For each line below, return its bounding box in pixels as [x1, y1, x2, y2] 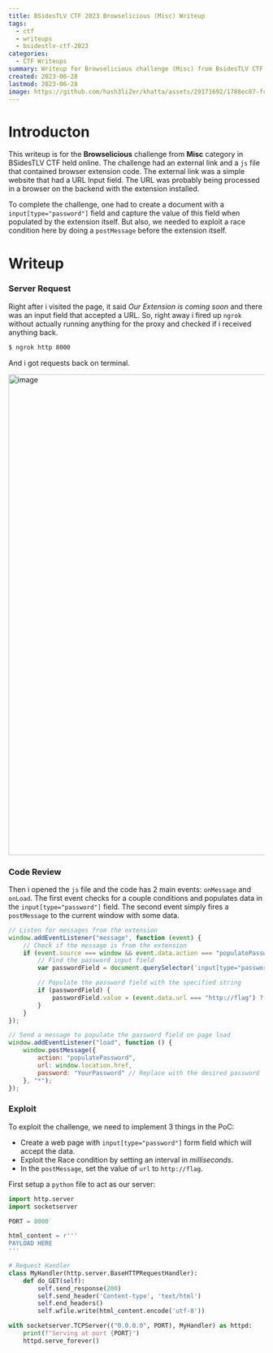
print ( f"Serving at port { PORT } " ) [23, 1329, 140, 1338]
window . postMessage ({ [23, 1046, 96, 1055]
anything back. [8, 327, 58, 337]
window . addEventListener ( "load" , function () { [8, 1038, 173, 1047]
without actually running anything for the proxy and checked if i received [8, 319, 252, 328]
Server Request [8, 283, 71, 294]
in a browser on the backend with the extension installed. [8, 184, 200, 194]
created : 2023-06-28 [8, 72, 79, 80]
